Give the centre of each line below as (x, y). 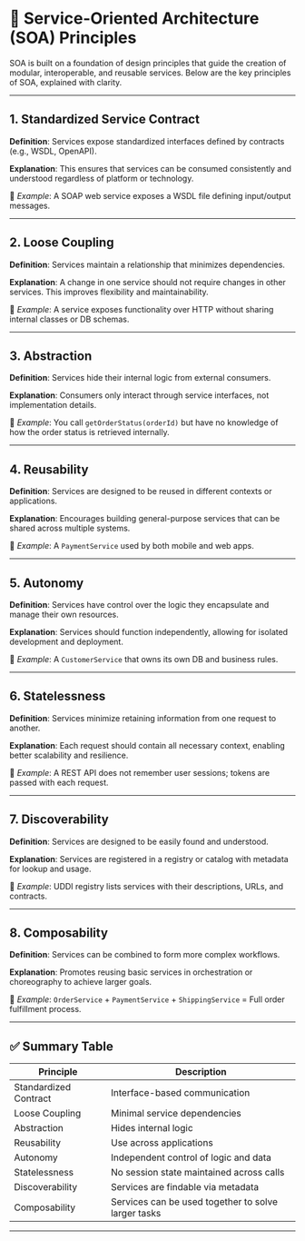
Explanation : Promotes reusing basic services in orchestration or (131, 972)
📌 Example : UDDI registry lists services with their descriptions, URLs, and (147, 886)
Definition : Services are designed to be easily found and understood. (139, 841)
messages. (30, 205)
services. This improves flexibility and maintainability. (109, 292)
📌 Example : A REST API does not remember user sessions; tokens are (140, 772)
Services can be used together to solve (194, 1202)
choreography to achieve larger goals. (81, 982)
